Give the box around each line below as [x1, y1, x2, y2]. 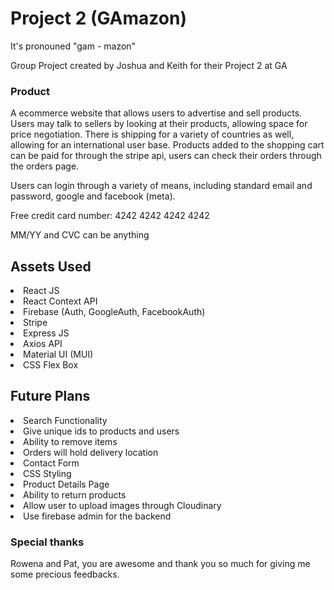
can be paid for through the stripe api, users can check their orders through [10, 150, 322, 162]
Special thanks [10, 535, 85, 549]
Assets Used [10, 258, 92, 275]
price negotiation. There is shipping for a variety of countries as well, [10, 128, 295, 141]
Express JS [23, 327, 70, 339]
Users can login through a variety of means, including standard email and [10, 180, 313, 192]
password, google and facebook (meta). [10, 190, 176, 202]
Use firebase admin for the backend [23, 510, 172, 522]
